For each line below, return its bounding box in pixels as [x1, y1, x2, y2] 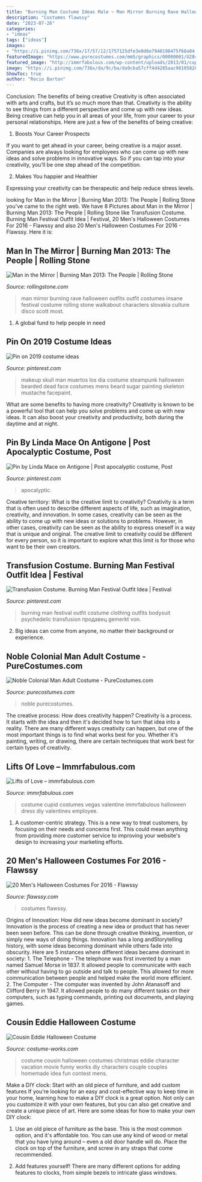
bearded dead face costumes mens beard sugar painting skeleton [20, 382, 185, 390]
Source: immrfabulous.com [6, 789, 74, 796]
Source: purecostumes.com [6, 689, 75, 696]
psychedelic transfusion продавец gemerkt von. [20, 615, 141, 623]
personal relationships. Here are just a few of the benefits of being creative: [6, 118, 194, 126]
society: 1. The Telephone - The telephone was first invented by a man [6, 955, 181, 962]
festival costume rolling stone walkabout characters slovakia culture [20, 301, 189, 308]
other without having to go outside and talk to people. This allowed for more [6, 968, 194, 975]
